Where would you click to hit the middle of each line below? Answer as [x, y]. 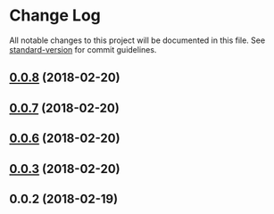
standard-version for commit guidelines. [83, 49]
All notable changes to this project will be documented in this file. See [137, 40]
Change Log [55, 16]
